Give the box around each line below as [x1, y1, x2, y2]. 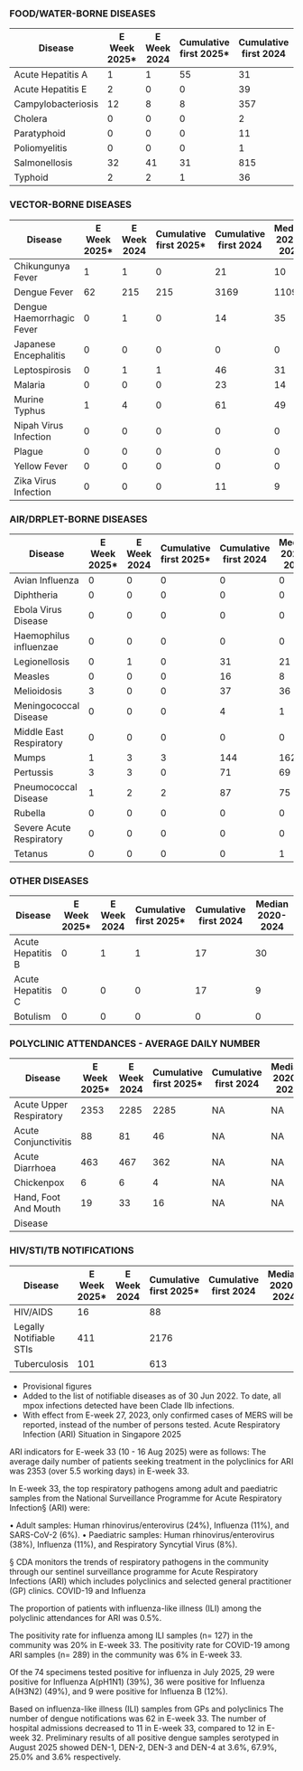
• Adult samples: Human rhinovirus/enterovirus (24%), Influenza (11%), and [9, 1520, 289, 1531]
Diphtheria [14, 589, 59, 601]
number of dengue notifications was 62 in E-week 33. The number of [9, 1712, 267, 1724]
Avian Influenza [14, 573, 79, 586]
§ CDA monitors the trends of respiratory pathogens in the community [9, 1556, 269, 1567]
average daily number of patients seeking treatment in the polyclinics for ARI [9, 1455, 294, 1466]
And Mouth [14, 1202, 61, 1215]
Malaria [14, 378, 46, 391]
